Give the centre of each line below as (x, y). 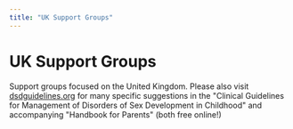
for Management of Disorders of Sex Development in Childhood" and (136, 105)
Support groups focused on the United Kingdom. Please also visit (129, 86)
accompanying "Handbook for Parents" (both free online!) (116, 114)
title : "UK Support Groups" (61, 17)
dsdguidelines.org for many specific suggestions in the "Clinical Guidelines (147, 95)
